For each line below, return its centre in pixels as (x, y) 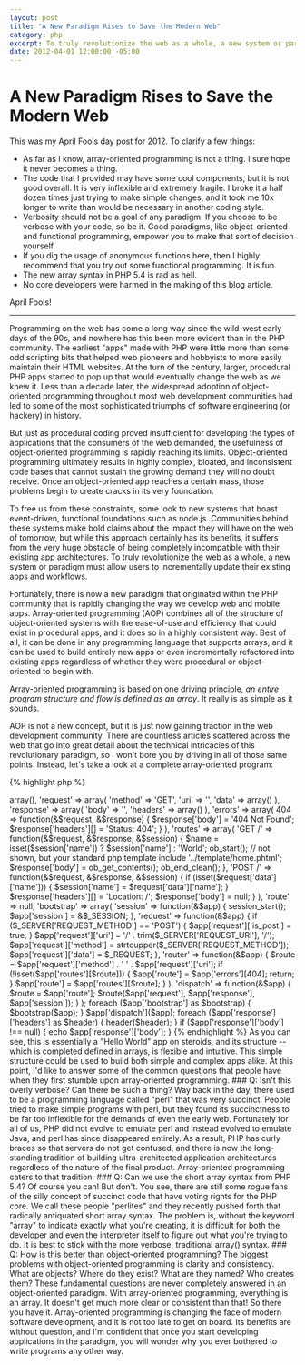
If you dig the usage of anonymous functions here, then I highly (141, 256)
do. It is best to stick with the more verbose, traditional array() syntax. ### (148, 1245)
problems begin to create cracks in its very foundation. (112, 491)
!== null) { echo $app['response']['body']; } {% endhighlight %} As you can (150, 1032)
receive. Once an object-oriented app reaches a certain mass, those (137, 481)
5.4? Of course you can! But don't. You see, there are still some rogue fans (149, 1187)
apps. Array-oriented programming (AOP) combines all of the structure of (147, 613)
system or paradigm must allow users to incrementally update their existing (150, 567)
